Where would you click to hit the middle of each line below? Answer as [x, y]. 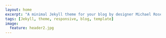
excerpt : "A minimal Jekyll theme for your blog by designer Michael [78, 14]
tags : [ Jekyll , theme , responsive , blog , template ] [59, 19]
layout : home [19, 10]
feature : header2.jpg [32, 28]
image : [12, 23]
